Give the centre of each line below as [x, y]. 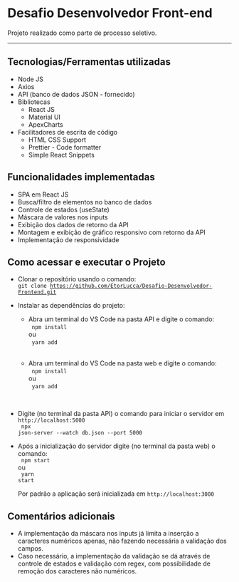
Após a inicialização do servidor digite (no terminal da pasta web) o [116, 446]
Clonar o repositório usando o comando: [77, 279]
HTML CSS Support [57, 140]
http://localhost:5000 [51, 421]
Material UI [44, 117]
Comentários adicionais [61, 516]
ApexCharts [46, 124]
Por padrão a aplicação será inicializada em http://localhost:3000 [116, 494]
